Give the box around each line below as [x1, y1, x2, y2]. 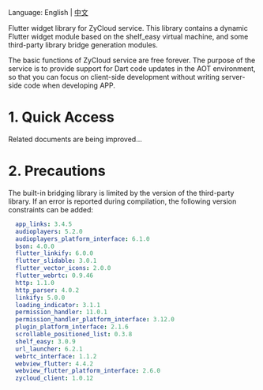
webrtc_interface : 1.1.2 [15, 352, 97, 360]
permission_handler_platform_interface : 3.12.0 [15, 316, 175, 324]
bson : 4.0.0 [15, 242, 55, 250]
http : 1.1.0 [15, 279, 55, 287]
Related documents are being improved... [8, 134, 142, 144]
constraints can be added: [8, 204, 93, 214]
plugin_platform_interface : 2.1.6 [15, 323, 129, 331]
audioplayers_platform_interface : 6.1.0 [15, 234, 150, 243]
